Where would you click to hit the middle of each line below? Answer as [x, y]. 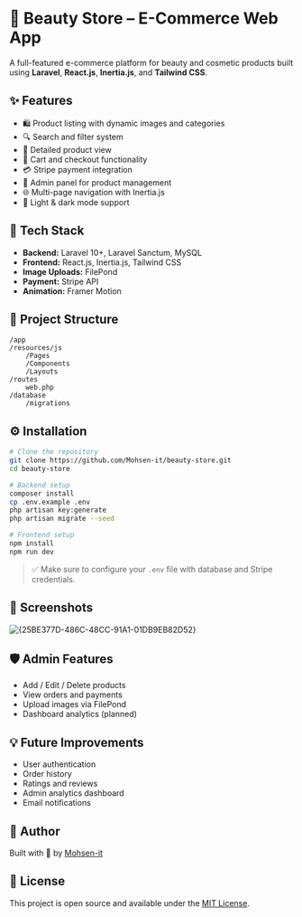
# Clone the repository [54, 452]
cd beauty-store [40, 468]
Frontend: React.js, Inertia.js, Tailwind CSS [102, 262]
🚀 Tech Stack [47, 231]
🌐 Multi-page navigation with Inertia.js [93, 192]
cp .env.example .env [50, 502]
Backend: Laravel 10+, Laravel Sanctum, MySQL [112, 252]
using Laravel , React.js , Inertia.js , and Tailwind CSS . [109, 72]
